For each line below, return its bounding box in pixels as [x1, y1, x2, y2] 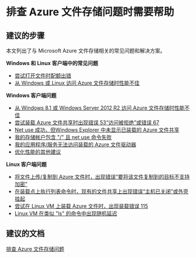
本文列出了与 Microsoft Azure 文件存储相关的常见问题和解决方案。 [6, 47, 166, 54]
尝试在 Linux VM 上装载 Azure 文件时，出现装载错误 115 [14, 203, 148, 209]
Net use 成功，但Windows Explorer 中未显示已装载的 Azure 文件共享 [14, 127, 180, 133]
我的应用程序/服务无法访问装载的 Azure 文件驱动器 [14, 141, 136, 148]
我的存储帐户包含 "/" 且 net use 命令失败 [14, 134, 112, 141]
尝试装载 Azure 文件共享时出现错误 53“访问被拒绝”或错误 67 [14, 119, 160, 126]
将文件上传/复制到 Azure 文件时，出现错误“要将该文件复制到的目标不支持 [14, 174, 190, 180]
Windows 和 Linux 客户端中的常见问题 [6, 60, 98, 66]
